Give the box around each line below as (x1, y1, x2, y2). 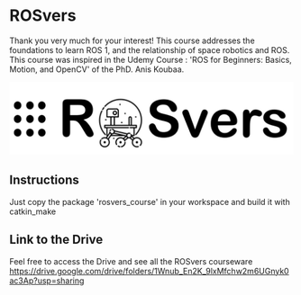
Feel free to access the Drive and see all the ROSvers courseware (9, 255, 253, 266)
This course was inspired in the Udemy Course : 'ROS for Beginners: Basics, (9, 54, 293, 65)
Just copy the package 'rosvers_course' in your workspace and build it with (9, 196, 290, 207)
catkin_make (9, 206, 57, 217)
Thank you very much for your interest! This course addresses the (9, 35, 255, 46)
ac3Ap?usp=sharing (9, 275, 85, 286)
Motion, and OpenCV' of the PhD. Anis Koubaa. (9, 64, 185, 75)
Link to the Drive (9, 232, 104, 247)
